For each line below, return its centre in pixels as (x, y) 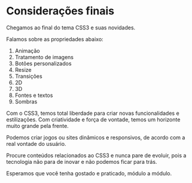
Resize (23, 69)
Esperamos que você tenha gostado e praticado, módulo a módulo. (89, 173)
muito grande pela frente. (37, 126)
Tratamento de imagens (44, 57)
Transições (29, 76)
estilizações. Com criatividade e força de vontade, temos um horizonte (93, 119)
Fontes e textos (34, 95)
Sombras (26, 101)
